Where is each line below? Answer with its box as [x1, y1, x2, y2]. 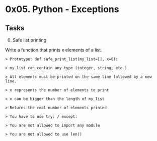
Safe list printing [12, 37, 47, 43]
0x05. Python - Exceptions [5, 4, 119, 15]
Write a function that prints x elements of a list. [5, 47, 102, 53]
